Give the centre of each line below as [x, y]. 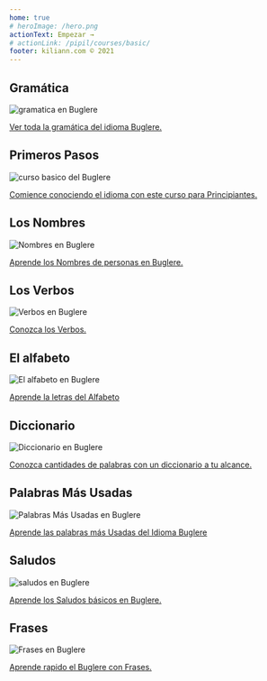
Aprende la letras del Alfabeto [64, 397]
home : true [30, 18]
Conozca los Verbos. [48, 329]
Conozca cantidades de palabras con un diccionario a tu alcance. [131, 465]
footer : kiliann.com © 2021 [62, 51]
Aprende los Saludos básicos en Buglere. [85, 600]
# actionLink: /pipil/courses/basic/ [80, 43]
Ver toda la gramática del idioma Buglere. [86, 126]
